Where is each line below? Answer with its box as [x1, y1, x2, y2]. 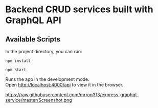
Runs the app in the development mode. [5, 76, 89, 82]
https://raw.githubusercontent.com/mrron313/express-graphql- [5, 92, 139, 98]
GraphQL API [5, 14, 61, 26]
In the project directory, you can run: [5, 49, 82, 54]
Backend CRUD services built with [5, 4, 153, 15]
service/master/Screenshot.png [5, 97, 73, 103]
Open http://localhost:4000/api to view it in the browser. [5, 82, 124, 88]
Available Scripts [5, 35, 60, 44]
